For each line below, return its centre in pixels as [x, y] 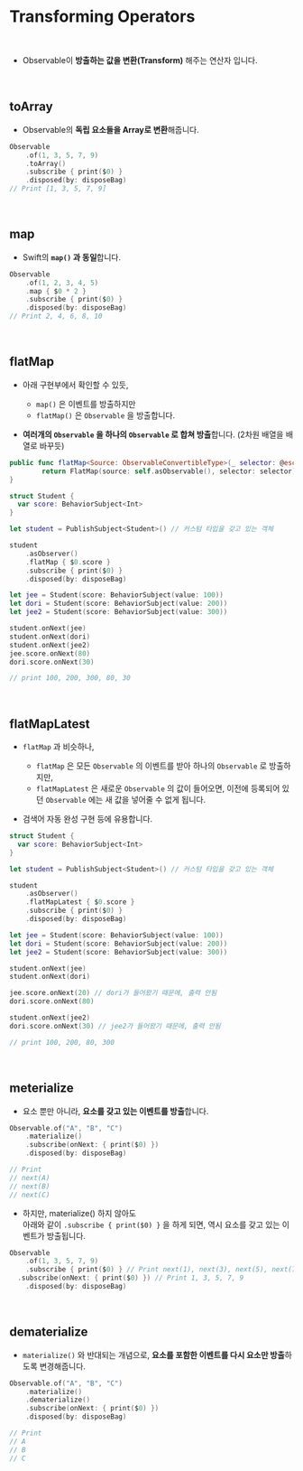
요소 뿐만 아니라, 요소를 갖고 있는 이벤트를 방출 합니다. [115, 1111]
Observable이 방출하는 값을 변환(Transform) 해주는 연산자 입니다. [140, 60]
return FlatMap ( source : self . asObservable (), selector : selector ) [169, 471]
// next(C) [30, 1195]
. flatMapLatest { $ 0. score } [80, 902]
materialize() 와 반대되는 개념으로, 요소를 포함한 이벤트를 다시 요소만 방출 [154, 1355]
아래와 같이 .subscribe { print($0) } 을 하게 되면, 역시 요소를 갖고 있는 [151, 1224]
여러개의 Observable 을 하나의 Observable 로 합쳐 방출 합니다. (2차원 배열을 [153, 434]
